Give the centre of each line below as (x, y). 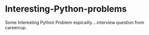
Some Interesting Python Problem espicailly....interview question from (75, 22)
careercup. (16, 27)
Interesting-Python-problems (66, 9)
